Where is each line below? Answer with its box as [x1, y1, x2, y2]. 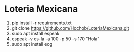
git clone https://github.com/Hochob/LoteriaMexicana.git [11, 25, 129, 31]
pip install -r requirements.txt [11, 20, 72, 26]
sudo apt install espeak [11, 30, 60, 36]
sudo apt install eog [11, 41, 53, 47]
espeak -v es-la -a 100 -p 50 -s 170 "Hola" [11, 36, 100, 42]
